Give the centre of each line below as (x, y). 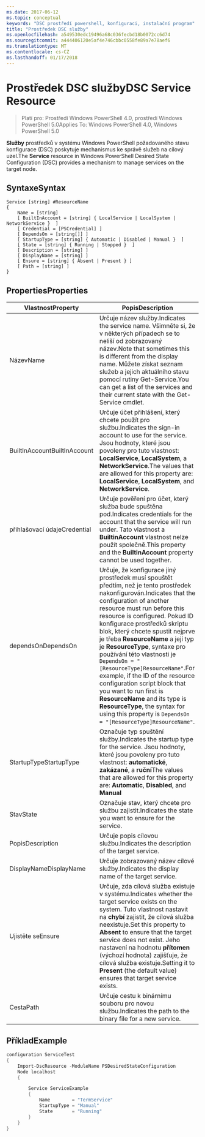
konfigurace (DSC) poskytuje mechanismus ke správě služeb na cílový (95, 149)
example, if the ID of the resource (147, 676)
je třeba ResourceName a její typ (146, 639)
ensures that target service (138, 978)
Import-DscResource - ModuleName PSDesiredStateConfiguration (96, 1066)
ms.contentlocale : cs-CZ (38, 52)
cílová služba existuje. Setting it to (147, 963)
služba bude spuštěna (131, 507)
